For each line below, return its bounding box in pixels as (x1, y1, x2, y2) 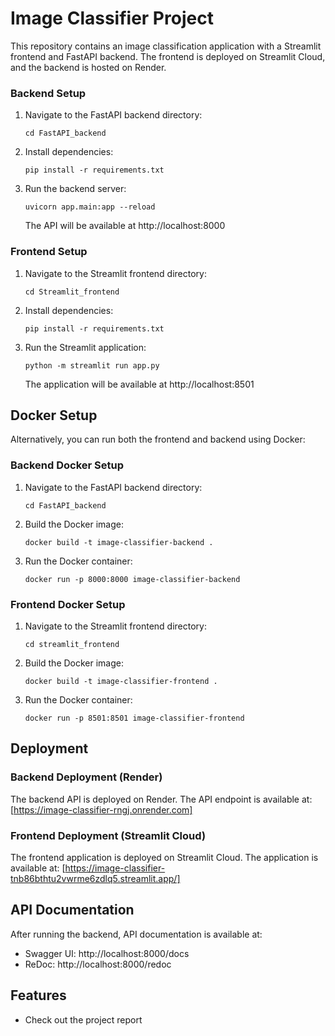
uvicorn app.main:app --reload (24, 202, 156, 212)
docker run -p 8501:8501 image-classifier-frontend (24, 713, 245, 723)
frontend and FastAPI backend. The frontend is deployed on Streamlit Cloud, (10, 50, 326, 62)
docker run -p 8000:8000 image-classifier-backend (24, 574, 241, 584)
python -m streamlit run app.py (24, 360, 160, 371)
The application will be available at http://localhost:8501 (24, 378, 255, 390)
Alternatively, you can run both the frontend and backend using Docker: (10, 433, 306, 446)
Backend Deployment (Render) (10, 770, 163, 784)
